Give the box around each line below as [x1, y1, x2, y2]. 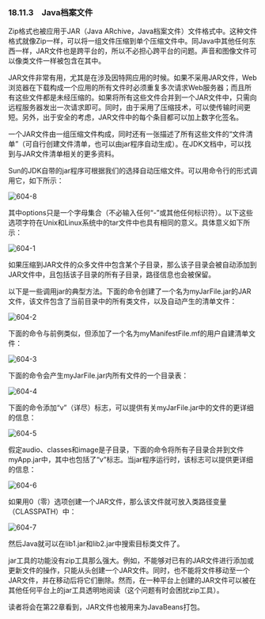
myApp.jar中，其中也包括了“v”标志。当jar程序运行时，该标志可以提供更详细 [8, 455, 254, 465]
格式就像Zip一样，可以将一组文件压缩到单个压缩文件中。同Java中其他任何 [8, 36, 249, 46]
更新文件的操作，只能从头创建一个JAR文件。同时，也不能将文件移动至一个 [8, 566, 251, 575]
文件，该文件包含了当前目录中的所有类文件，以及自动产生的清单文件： [8, 297, 237, 306]
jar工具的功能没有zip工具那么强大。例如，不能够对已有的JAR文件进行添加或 [8, 556, 255, 565]
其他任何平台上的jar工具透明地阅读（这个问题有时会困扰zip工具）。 [8, 586, 224, 595]
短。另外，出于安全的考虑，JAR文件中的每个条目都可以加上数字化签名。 [8, 112, 244, 122]
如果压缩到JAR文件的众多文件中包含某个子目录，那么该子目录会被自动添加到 [8, 260, 257, 270]
